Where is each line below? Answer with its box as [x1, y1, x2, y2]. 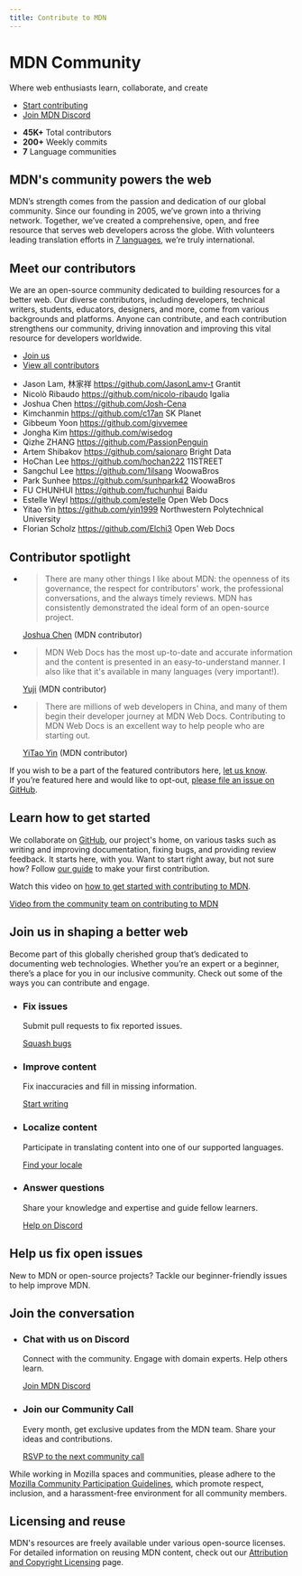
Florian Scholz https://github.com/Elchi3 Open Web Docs [22, 524, 235, 534]
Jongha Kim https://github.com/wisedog [22, 427, 173, 439]
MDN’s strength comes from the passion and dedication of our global [9, 196, 266, 207]
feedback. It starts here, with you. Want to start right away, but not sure [9, 854, 275, 864]
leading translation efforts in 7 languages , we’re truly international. [9, 234, 255, 245]
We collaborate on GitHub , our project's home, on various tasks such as [9, 834, 277, 845]
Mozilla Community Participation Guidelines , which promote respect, [9, 1477, 264, 1488]
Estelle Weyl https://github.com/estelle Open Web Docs [22, 495, 229, 505]
